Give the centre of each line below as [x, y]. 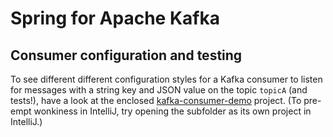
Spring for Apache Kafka [115, 18]
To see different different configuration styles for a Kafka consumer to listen [166, 79]
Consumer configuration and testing [126, 55]
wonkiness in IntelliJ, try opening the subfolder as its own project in [172, 111]
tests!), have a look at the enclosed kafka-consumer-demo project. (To [156, 100]
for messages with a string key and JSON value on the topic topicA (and [159, 90]
